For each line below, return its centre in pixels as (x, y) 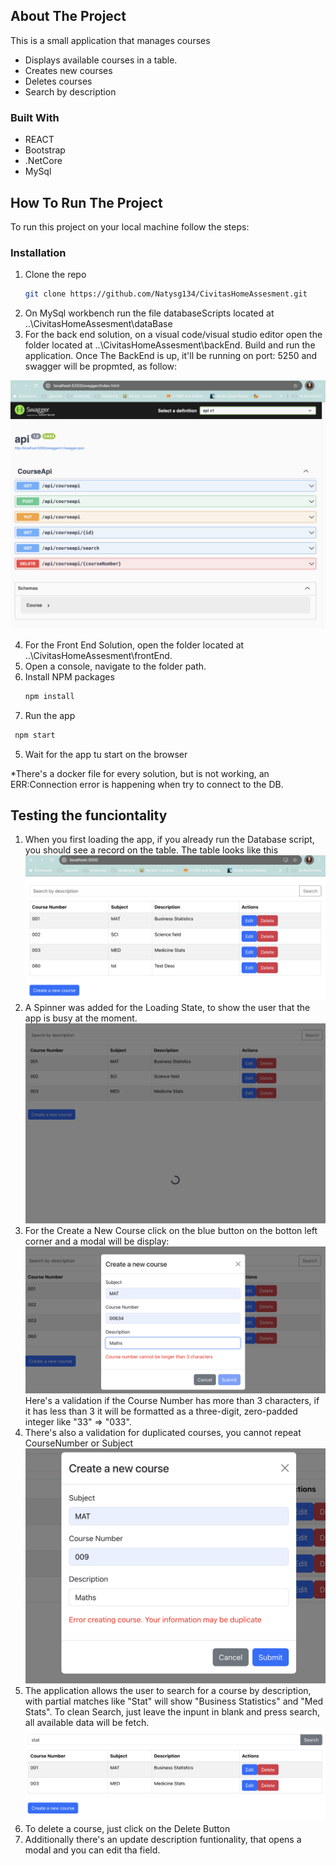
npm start (35, 735)
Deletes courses (58, 81)
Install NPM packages (69, 676)
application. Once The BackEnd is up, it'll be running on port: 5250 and (171, 356)
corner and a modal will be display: (97, 1241)
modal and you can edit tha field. (92, 1850)
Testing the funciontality (89, 815)
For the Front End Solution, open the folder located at (134, 645)
